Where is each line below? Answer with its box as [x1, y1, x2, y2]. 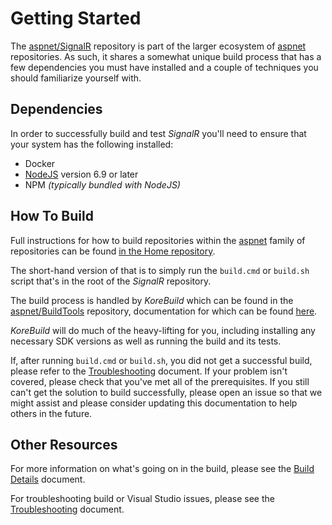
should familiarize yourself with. [10, 72, 142, 84]
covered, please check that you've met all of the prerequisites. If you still [10, 375, 310, 387]
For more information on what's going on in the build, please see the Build [10, 463, 315, 475]
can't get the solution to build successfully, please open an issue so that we [10, 386, 323, 398]
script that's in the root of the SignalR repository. [10, 275, 212, 287]
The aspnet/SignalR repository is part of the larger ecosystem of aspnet [10, 40, 307, 52]
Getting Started [10, 7, 142, 30]
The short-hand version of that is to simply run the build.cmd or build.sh [10, 264, 310, 276]
